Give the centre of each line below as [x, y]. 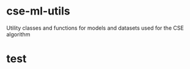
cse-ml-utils [38, 11]
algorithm [18, 34]
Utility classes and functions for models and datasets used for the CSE [95, 28]
